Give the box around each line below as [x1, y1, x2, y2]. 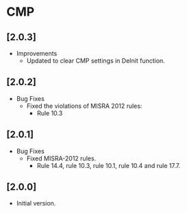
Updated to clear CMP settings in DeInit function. [26, 57, 165, 65]
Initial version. [16, 199, 56, 208]
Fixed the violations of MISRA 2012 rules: [26, 102, 142, 110]
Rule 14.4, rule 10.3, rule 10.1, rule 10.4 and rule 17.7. [36, 161, 181, 169]
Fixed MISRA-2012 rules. [26, 154, 97, 162]
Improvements [16, 49, 58, 57]
